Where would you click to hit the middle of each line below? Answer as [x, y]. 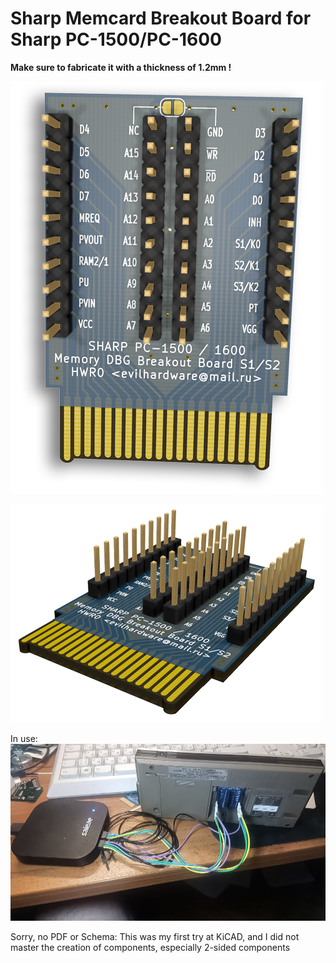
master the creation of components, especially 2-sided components [150, 948]
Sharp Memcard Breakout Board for [161, 18]
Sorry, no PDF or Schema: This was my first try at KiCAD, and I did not [155, 937]
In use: [24, 738]
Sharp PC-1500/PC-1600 [116, 39]
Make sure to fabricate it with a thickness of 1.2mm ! [121, 67]
